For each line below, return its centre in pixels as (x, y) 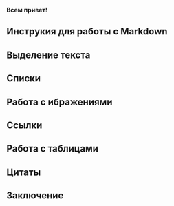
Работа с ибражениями (59, 102)
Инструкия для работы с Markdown (87, 31)
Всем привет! (27, 10)
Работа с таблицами (53, 148)
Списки (24, 79)
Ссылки (24, 125)
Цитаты (24, 172)
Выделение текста (48, 55)
